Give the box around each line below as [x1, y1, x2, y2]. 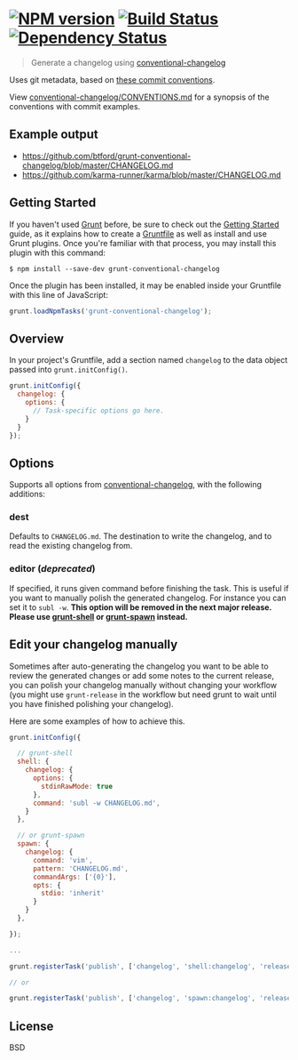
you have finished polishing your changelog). [9, 698, 175, 709]
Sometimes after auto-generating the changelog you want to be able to [9, 661, 269, 671]
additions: [9, 489, 46, 500]
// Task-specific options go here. [32, 406, 165, 415]
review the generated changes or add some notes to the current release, [9, 670, 275, 680]
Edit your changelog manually [9, 637, 178, 653]
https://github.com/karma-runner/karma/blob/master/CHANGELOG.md [21, 169, 281, 180]
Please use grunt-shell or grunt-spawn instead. [9, 611, 188, 622]
